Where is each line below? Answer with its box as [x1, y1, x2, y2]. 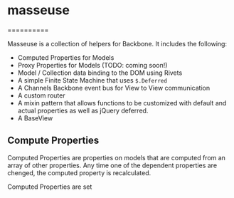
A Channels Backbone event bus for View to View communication [17, 83, 211, 92]
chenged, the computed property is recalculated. [7, 168, 151, 177]
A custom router [17, 91, 65, 100]
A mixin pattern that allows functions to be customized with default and [17, 98, 227, 107]
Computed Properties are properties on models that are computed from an [7, 153, 226, 162]
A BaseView [17, 113, 53, 123]
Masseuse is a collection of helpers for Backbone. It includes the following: [7, 39, 228, 48]
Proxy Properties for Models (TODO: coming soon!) [17, 61, 168, 69]
